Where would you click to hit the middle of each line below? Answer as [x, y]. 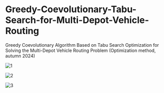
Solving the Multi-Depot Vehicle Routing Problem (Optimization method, [81, 50]
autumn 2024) [20, 56]
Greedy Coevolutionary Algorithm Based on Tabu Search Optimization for [82, 45]
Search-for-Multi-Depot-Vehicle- [77, 20]
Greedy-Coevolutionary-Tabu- [71, 9]
